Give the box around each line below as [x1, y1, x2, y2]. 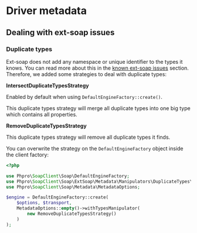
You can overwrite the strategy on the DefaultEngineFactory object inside [6, 145, 184, 152]
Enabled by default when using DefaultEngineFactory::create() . [6, 93, 163, 100]
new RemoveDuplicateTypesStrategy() [27, 211, 117, 217]
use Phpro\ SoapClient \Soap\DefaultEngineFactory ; [6, 173, 130, 179]
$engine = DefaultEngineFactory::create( [6, 194, 109, 200]
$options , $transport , [16, 200, 72, 206]
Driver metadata [6, 4, 87, 18]
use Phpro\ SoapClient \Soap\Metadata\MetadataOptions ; [6, 184, 141, 190]
